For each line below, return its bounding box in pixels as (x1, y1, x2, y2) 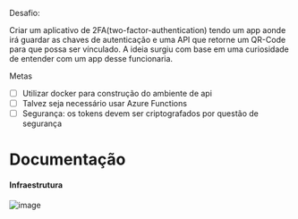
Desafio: (9, 8, 40, 18)
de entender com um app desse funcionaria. (9, 54, 173, 63)
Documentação (9, 149, 126, 170)
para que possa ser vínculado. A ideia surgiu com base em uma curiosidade (9, 44, 289, 55)
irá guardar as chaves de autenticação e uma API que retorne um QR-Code (9, 35, 286, 45)
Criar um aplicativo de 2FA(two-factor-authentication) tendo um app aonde (9, 25, 286, 35)
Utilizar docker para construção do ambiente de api (21, 88, 213, 98)
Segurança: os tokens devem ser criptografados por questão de (21, 108, 260, 119)
